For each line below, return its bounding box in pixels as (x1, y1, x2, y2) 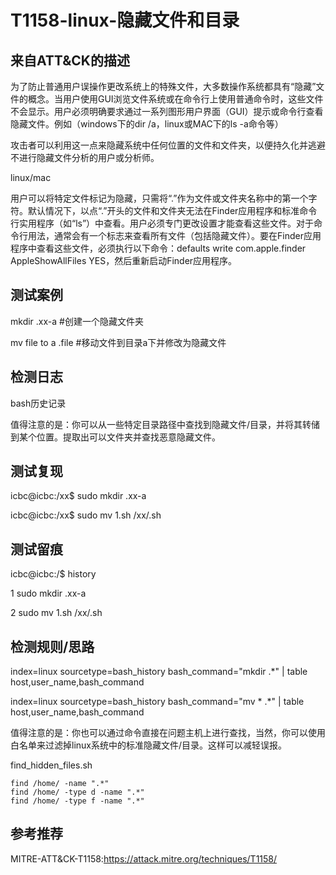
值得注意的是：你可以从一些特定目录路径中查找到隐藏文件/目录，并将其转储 (10, 418, 321, 430)
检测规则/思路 (10, 638, 95, 655)
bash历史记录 (10, 397, 67, 409)
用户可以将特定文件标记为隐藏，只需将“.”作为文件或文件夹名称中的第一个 (10, 192, 309, 204)
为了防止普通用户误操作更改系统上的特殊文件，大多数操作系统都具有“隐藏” (10, 81, 317, 92)
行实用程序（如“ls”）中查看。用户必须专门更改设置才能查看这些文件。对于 (10, 217, 315, 229)
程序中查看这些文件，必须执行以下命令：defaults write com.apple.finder (10, 242, 307, 254)
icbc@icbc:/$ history (10, 568, 97, 580)
